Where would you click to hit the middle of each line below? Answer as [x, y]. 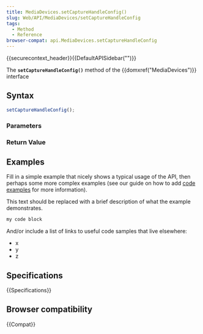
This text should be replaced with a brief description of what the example [98, 202]
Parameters [24, 125]
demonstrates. [24, 208]
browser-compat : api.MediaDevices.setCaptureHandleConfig [82, 41]
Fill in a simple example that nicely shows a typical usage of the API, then [98, 177]
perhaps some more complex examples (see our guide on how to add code [101, 183]
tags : [13, 23]
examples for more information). [47, 190]
